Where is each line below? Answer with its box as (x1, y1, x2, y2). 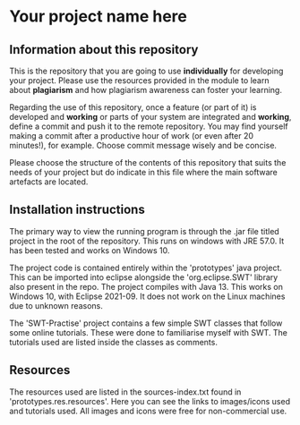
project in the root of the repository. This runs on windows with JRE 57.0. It (9, 235, 285, 246)
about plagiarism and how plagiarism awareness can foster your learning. (9, 85, 282, 95)
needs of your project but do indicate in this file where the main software (9, 167, 278, 177)
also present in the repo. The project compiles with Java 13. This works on (9, 281, 284, 292)
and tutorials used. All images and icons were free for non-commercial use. (9, 405, 287, 416)
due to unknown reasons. (9, 300, 103, 310)
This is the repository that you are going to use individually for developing (9, 65, 284, 76)
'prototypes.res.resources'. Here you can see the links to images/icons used (9, 395, 291, 406)
